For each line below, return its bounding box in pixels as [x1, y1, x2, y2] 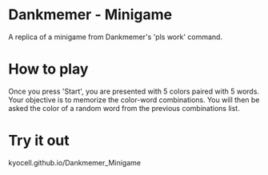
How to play [8, 60, 89, 78]
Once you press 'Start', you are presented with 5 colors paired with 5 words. [8, 86, 260, 96]
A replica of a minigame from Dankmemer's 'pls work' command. [8, 32, 222, 42]
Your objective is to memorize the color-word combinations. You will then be [8, 94, 260, 105]
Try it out [8, 132, 70, 149]
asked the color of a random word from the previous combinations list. [8, 103, 240, 113]
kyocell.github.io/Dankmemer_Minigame [8, 157, 142, 167]
